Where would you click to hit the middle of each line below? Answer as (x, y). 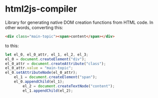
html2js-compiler (41, 9)
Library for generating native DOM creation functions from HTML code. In (79, 22)
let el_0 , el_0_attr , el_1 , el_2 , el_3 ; (47, 54)
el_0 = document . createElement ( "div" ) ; (46, 59)
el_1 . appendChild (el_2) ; (48, 91)
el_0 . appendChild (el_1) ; (39, 82)
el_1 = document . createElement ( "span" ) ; (56, 77)
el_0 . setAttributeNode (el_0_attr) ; (41, 73)
